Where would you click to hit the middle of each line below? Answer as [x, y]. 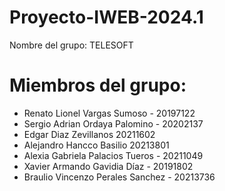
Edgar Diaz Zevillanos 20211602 [89, 134]
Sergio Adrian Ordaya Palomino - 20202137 [113, 123]
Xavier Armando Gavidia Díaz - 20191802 [108, 166]
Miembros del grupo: [98, 85]
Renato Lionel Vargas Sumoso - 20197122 [109, 113]
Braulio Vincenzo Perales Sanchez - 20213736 [119, 177]
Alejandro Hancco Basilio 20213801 [96, 145]
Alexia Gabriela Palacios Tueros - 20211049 [113, 155]
